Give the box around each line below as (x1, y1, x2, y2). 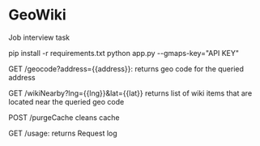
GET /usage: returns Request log (8, 128, 117, 138)
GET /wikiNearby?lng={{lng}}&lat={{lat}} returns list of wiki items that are (8, 88, 253, 98)
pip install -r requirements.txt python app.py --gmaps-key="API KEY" (8, 48, 239, 58)
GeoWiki (8, 6, 66, 24)
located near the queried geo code (8, 97, 125, 106)
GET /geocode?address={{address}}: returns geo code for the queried (8, 63, 245, 74)
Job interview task (8, 32, 70, 42)
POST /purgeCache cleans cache (8, 112, 120, 122)
